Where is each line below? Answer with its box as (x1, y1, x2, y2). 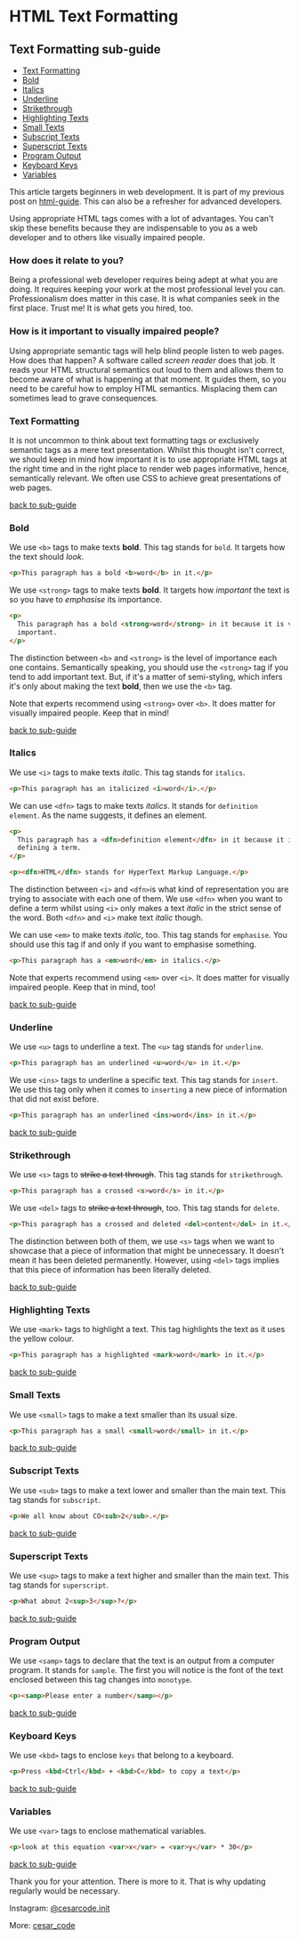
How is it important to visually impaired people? (9, 325, 220, 337)
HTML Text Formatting (9, 6, 179, 27)
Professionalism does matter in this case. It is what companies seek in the (9, 294, 280, 304)
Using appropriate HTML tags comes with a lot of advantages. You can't (9, 214, 274, 223)
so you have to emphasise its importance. (9, 594, 163, 605)
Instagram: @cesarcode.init (9, 1903, 110, 1914)
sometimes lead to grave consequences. (9, 392, 158, 403)
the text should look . (9, 552, 85, 562)
